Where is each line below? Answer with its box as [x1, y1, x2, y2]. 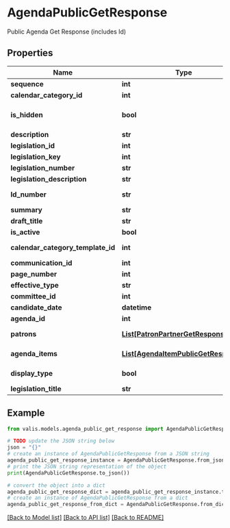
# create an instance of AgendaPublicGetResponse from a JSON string [7, 451, 210, 457]
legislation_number [10, 163, 75, 173]
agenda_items [10, 349, 58, 358]
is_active [10, 227, 40, 237]
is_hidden [10, 110, 43, 119]
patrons [10, 329, 37, 338]
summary [10, 205, 42, 214]
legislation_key [10, 152, 61, 162]
